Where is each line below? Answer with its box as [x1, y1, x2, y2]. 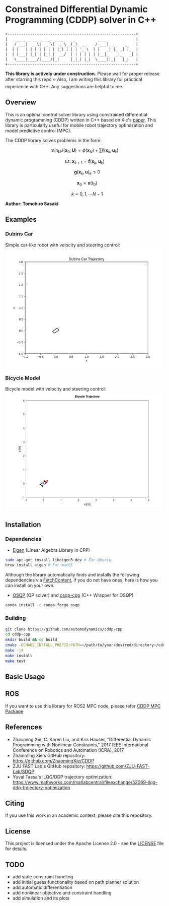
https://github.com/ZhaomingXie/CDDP [12, 757, 95, 764]
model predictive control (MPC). [5, 127, 72, 134]
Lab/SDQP [12, 768, 34, 774]
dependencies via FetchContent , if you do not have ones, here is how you [5, 577, 158, 583]
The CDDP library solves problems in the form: [5, 137, 102, 143]
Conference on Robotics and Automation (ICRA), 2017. [12, 747, 125, 753]
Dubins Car [5, 230, 34, 237]
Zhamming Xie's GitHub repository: [12, 752, 86, 758]
